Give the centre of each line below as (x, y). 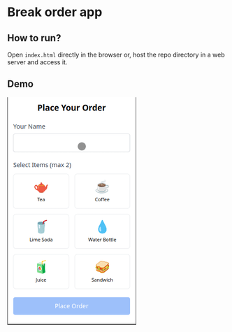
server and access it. (37, 62)
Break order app (55, 12)
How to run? (34, 38)
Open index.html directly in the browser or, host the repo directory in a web (116, 55)
